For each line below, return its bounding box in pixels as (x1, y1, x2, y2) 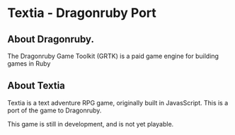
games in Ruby (7, 59, 51, 68)
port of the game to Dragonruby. (7, 106, 102, 115)
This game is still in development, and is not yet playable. (7, 119, 174, 128)
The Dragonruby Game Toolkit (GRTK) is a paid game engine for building (7, 52, 219, 60)
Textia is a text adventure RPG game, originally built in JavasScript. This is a (7, 98, 229, 107)
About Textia (7, 80, 66, 92)
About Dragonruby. (7, 33, 94, 45)
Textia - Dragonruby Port (7, 5, 157, 21)
